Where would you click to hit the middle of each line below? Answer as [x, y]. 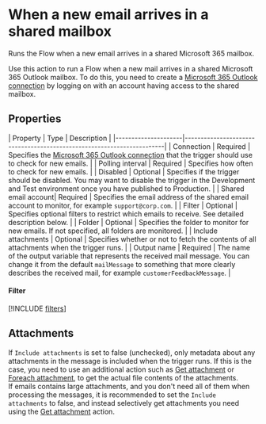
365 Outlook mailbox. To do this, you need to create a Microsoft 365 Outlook [133, 77]
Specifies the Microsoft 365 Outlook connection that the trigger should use [131, 155]
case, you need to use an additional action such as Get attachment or [122, 369]
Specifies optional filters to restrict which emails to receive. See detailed [126, 214]
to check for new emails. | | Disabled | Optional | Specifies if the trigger [124, 171]
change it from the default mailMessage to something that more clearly [122, 264]
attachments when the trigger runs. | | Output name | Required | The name [129, 247]
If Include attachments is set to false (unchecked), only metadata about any [132, 352]
